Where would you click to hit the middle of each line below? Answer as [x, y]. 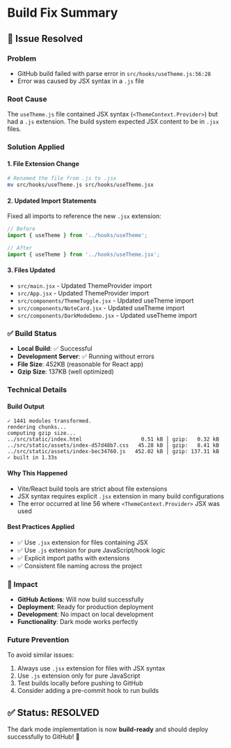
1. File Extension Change [43, 163]
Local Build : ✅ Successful [55, 349]
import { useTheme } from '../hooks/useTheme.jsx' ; [83, 254]
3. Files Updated [31, 270]
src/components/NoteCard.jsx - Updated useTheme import [101, 307]
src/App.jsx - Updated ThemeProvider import [83, 293]
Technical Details [37, 390]
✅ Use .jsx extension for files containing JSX [82, 542]
